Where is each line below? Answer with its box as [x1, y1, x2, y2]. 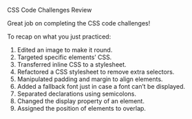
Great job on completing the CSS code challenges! [7, 19, 151, 27]
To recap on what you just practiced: [7, 32, 111, 41]
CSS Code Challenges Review [7, 6, 92, 14]
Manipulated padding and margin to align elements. [17, 75, 163, 83]
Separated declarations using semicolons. [17, 89, 136, 98]
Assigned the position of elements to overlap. [17, 105, 147, 112]
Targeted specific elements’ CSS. [17, 53, 112, 61]
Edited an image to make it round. [17, 46, 113, 54]
